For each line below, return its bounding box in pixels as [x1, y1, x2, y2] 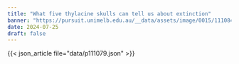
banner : [7, 17, 31, 24]
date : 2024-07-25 [7, 23, 59, 30]
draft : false [7, 30, 46, 37]
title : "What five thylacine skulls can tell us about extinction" [7, 10, 212, 18]
